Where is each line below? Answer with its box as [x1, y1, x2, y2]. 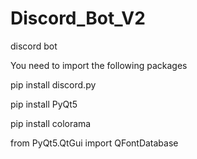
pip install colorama [10, 117, 92, 129]
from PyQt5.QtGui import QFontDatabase [10, 137, 179, 149]
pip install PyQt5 [10, 98, 78, 110]
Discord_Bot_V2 [10, 7, 146, 30]
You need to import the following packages [10, 59, 188, 71]
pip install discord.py [10, 78, 97, 91]
